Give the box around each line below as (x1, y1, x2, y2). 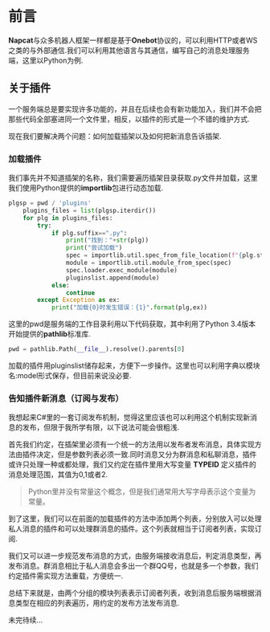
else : (51, 281, 70, 289)
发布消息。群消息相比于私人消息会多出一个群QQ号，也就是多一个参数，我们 (8, 561, 259, 571)
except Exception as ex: (37, 296, 121, 304)
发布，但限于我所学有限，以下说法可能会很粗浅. (22, 422, 180, 432)
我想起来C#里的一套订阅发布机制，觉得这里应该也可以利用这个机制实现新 (8, 413, 251, 422)
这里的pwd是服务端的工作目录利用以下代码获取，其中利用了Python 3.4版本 (8, 319, 256, 329)
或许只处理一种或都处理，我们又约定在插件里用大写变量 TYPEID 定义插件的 (8, 459, 257, 470)
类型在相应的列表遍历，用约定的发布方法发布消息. (14, 598, 180, 608)
